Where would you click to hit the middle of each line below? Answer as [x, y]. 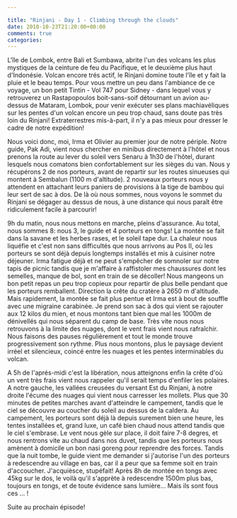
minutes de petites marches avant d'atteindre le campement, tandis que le [115, 403]
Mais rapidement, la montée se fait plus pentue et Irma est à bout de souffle [118, 299]
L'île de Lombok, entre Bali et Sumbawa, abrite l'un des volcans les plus [111, 60]
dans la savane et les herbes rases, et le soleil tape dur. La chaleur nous [112, 238]
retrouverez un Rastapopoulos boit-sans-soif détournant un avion [103, 98]
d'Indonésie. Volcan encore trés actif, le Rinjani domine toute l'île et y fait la [117, 75]
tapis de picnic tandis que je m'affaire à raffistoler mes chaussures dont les [117, 269]
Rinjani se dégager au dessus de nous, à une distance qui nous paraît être [115, 202]
